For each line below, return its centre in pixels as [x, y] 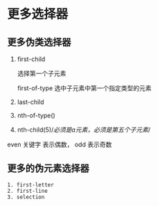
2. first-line [28, 191]
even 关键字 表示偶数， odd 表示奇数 [60, 144]
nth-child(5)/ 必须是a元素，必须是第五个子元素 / [84, 130]
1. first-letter [30, 184]
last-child [30, 102]
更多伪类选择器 [39, 42]
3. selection [26, 197]
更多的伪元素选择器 [48, 168]
